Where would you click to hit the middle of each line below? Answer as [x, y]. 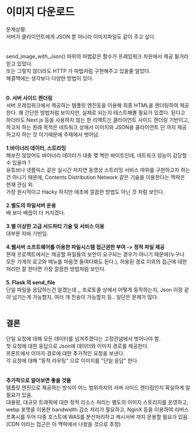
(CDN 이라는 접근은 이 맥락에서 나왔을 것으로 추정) [63, 424]
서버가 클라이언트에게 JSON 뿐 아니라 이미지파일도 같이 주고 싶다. [81, 36]
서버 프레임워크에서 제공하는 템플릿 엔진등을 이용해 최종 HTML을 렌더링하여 [92, 105]
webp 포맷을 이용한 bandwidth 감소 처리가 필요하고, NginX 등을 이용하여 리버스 [97, 409]
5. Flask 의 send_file [31, 282]
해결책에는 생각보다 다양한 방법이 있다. [50, 78]
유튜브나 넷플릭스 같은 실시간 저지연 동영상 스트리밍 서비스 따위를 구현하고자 [93, 169]
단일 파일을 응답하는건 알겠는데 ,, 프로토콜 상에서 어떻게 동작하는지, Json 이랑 [94, 289]
